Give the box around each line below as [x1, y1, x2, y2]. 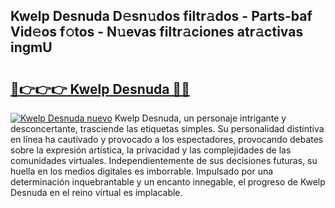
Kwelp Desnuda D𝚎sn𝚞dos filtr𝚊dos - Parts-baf [10, 8, 313, 25]
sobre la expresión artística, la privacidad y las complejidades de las [10, 144, 292, 156]
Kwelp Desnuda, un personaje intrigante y [114, 112, 287, 124]
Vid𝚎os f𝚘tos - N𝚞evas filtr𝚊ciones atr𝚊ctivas [10, 24, 304, 41]
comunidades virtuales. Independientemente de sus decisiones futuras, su [10, 155, 318, 166]
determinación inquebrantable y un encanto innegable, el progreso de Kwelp [10, 176, 326, 188]
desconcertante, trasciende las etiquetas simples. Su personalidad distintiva [10, 123, 325, 134]
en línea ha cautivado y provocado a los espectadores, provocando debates [10, 134, 324, 145]
